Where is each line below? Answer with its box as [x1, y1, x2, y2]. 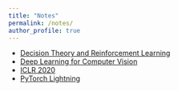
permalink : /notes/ [8, 19, 74, 27]
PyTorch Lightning [19, 73, 80, 84]
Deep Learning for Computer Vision [19, 57, 138, 66]
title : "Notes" [8, 11, 59, 20]
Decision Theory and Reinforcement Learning [19, 49, 171, 58]
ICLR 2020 [19, 65, 56, 75]
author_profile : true [8, 26, 81, 34]
